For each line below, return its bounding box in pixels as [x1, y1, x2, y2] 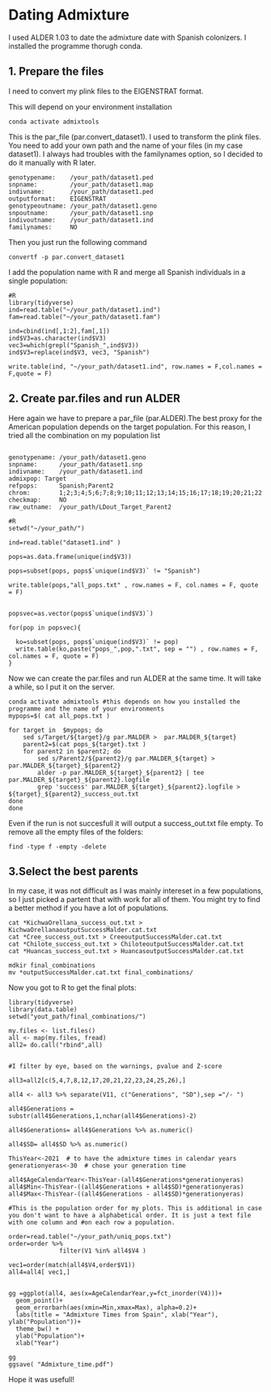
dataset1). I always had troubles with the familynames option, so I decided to [8, 148, 263, 159]
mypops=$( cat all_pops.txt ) [8, 711, 111, 720]
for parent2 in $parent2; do [23, 747, 121, 755]
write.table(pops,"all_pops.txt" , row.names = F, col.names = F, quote [8, 581, 259, 589]
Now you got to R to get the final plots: [8, 983, 137, 993]
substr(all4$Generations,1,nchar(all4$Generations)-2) [8, 1112, 197, 1120]
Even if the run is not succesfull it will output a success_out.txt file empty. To [8, 818, 264, 828]
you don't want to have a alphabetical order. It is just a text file [8, 1211, 252, 1220]
